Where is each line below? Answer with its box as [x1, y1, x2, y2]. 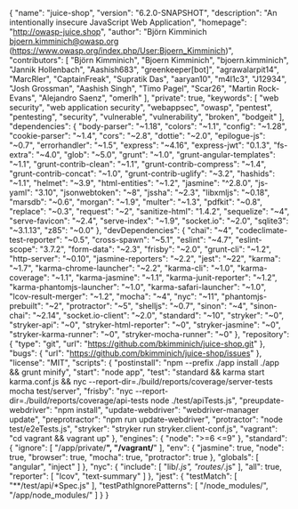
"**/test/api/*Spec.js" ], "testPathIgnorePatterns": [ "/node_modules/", [9, 481, 269, 490]
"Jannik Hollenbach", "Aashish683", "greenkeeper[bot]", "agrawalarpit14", [9, 64, 280, 75]
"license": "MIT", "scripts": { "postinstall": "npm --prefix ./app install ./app [9, 358, 280, 368]
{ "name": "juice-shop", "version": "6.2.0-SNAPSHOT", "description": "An [9, 8, 278, 18]
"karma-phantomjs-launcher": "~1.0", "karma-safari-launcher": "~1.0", [9, 282, 267, 292]
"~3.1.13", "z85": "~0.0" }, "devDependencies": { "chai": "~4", [9, 225, 234, 235]
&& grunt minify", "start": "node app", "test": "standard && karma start [9, 367, 265, 377]
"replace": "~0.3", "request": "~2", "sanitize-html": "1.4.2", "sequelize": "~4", [9, 206, 290, 216]
